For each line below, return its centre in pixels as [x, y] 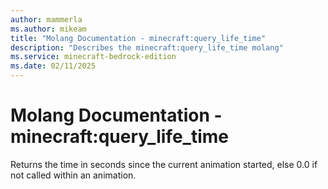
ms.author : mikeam [48, 29]
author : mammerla [46, 19]
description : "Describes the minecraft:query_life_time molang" [147, 47]
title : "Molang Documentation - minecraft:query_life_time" [138, 38]
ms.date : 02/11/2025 [53, 66]
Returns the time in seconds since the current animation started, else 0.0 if [164, 164]
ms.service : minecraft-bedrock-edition [93, 57]
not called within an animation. [73, 175]
